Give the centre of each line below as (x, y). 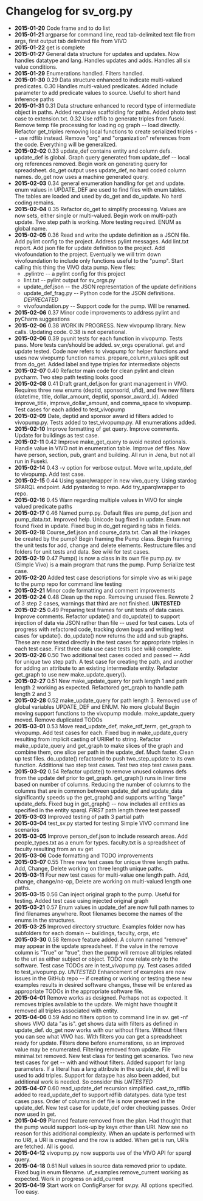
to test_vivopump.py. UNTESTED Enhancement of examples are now (100, 972)
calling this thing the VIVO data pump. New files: (75, 267)
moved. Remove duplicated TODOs (58, 720)
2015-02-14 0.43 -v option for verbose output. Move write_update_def (103, 467)
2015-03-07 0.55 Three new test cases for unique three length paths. (102, 862)
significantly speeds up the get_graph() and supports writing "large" (100, 797)
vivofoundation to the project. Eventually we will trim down (88, 254)
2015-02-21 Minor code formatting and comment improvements (95, 590)
